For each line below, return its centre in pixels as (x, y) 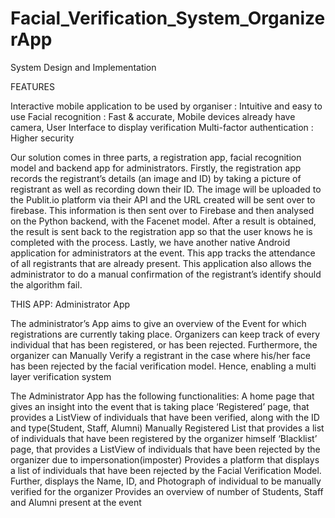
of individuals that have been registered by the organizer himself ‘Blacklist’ (164, 438)
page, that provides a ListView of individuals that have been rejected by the (165, 449)
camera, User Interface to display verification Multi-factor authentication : (162, 127)
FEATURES (33, 86)
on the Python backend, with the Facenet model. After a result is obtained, (163, 221)
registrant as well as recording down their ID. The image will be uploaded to (166, 189)
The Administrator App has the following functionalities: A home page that (162, 396)
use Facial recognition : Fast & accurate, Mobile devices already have (153, 116)
